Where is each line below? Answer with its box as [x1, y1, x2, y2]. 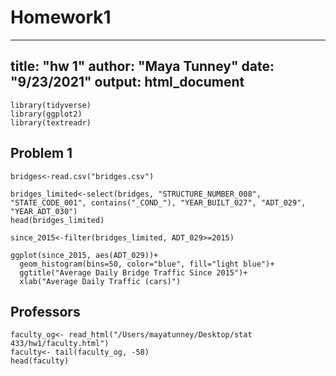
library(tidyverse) [10, 100, 92, 110]
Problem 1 [10, 145, 73, 162]
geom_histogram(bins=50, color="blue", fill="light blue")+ [19, 259, 275, 269]
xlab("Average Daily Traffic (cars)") [19, 276, 182, 286]
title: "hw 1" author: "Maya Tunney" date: [10, 58, 275, 75]
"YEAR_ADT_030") [10, 206, 78, 216]
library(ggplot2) [10, 109, 83, 119]
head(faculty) [10, 356, 70, 366]
